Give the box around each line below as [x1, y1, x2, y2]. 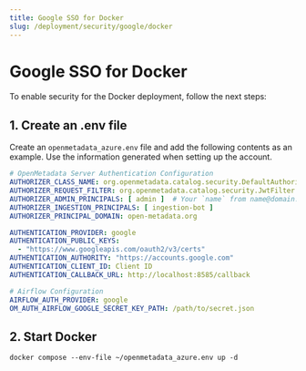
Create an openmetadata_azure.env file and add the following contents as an [9, 142, 293, 153]
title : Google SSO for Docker [9, 13, 125, 23]
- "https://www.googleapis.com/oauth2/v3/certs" [17, 245, 206, 254]
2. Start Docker [9, 329, 97, 345]
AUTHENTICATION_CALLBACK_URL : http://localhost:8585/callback [9, 270, 250, 279]
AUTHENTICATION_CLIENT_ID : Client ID [9, 262, 153, 271]
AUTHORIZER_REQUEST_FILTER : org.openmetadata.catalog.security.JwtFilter [9, 186, 296, 195]
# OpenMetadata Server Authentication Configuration [9, 170, 214, 179]
